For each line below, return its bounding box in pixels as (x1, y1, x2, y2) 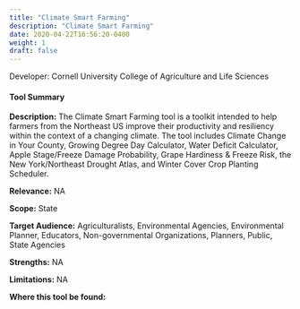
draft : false (9, 47, 58, 56)
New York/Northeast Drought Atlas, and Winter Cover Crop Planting (9, 159, 259, 170)
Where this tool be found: (9, 292, 106, 303)
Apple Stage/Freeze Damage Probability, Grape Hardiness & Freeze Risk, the (9, 150, 292, 160)
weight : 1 (9, 38, 47, 47)
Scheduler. (9, 168, 49, 179)
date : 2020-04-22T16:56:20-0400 (9, 30, 130, 39)
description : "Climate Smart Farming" (9, 21, 154, 30)
